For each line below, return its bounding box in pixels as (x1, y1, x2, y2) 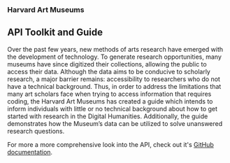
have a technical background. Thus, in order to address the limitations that (7, 82, 222, 90)
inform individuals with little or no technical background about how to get (7, 104, 218, 113)
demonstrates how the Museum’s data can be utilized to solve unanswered (7, 119, 223, 127)
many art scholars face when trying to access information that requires (7, 90, 212, 98)
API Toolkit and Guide (7, 27, 103, 38)
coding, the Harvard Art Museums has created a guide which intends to (7, 97, 213, 106)
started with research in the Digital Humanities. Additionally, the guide (7, 112, 208, 120)
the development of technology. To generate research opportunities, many (7, 52, 222, 61)
